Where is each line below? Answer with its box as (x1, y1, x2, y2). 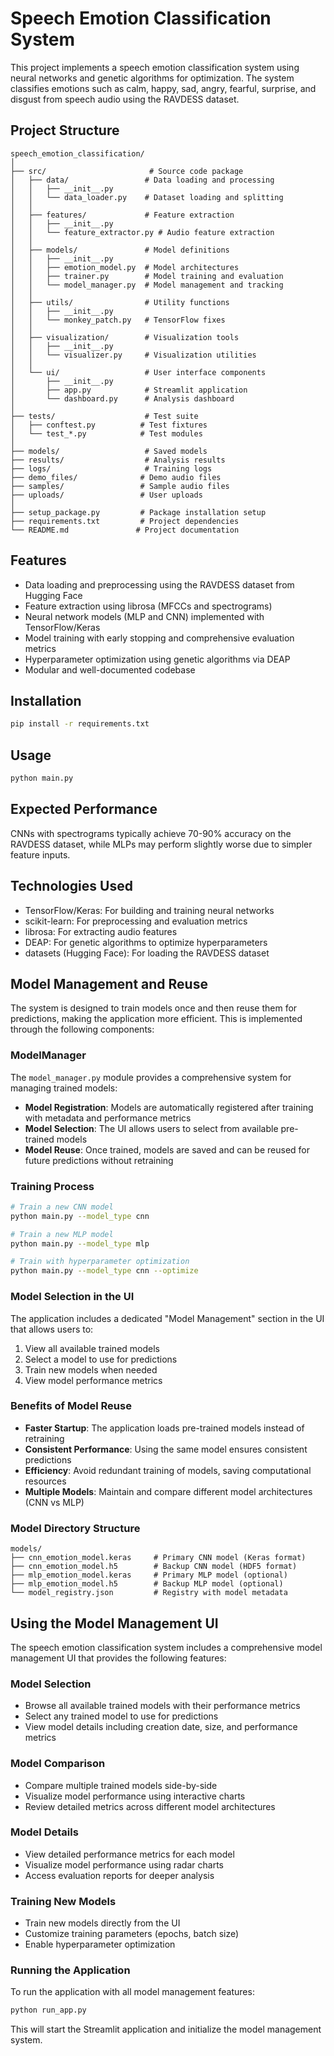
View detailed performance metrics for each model (24, 1848, 235, 1860)
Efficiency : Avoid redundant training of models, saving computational (24, 1464, 312, 1476)
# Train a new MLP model (10, 1229, 114, 1239)
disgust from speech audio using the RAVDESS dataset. (10, 93, 240, 105)
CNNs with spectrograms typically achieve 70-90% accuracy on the (10, 827, 292, 839)
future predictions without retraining (24, 1154, 174, 1166)
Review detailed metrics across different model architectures (24, 1800, 276, 1812)
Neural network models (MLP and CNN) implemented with (24, 610, 265, 622)
